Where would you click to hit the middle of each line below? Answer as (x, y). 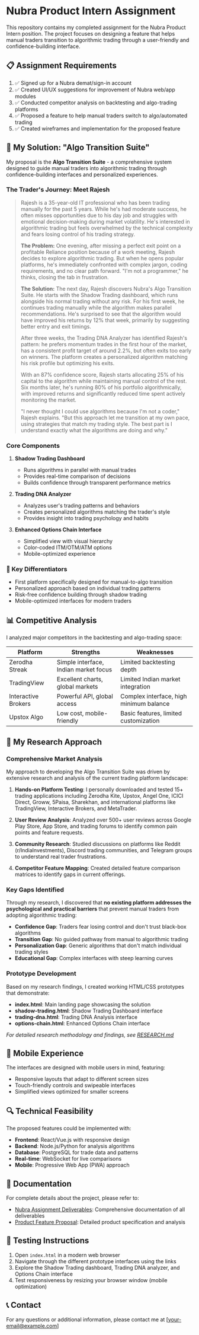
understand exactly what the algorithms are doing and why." (94, 430)
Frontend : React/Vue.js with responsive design (72, 1140)
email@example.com (32, 1326)
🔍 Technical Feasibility (50, 1111)
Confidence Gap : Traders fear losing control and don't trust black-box (100, 927)
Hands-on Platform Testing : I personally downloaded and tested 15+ (99, 789)
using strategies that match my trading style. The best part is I (96, 424)
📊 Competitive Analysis (52, 620)
